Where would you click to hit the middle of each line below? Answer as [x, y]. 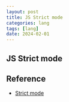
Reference [26, 79]
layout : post [22, 12]
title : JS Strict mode [34, 17]
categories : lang [28, 23]
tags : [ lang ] [22, 28]
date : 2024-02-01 [28, 34]
